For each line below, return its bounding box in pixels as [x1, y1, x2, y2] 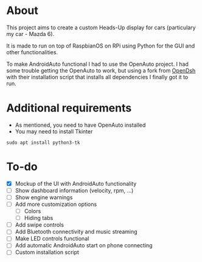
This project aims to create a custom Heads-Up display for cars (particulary [6, 24, 196, 31]
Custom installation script [15, 249, 79, 256]
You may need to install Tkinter [15, 127, 93, 135]
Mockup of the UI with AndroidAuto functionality [15, 180, 137, 187]
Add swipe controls [15, 221, 64, 228]
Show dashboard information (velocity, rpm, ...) [15, 186, 134, 194]
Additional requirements [6, 101, 132, 115]
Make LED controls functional [15, 235, 89, 243]
